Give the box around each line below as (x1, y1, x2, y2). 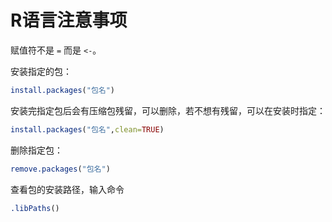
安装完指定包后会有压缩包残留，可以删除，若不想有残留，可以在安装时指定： (10, 104, 326, 116)
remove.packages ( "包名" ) (10, 164, 111, 174)
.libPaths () (10, 203, 60, 213)
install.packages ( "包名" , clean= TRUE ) (10, 124, 165, 135)
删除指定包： (10, 144, 63, 156)
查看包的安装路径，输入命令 (10, 183, 125, 195)
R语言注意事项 (10, 9, 128, 32)
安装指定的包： (10, 65, 72, 77)
